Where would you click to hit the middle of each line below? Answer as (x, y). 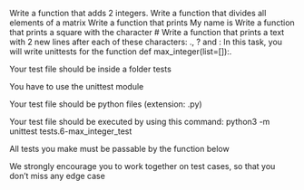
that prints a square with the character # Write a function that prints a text (147, 32)
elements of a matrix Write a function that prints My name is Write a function (152, 23)
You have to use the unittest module (77, 86)
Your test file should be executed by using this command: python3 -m (140, 122)
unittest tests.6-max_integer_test (71, 131)
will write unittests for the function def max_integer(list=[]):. (121, 52)
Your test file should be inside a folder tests (91, 69)
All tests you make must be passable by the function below (119, 149)
